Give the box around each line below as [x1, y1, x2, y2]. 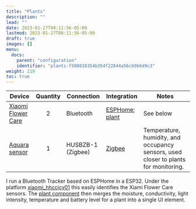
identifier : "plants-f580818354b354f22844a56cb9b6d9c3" [16, 62, 156, 69]
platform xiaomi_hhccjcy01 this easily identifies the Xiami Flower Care [6, 184, 173, 191]
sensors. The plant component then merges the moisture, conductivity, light [6, 190, 188, 197]
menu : [6, 47, 19, 53]
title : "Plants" [6, 8, 45, 15]
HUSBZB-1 [66, 141, 98, 149]
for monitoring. [143, 163, 184, 171]
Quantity [36, 92, 61, 100]
